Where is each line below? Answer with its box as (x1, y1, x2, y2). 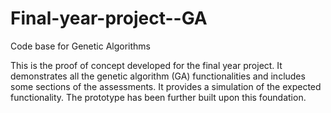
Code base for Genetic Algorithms (10, 40, 152, 52)
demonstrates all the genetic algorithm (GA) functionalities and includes (10, 70, 306, 82)
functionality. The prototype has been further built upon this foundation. (10, 91, 307, 103)
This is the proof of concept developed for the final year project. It (10, 59, 283, 71)
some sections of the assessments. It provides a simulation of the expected (10, 80, 322, 92)
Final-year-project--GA (10, 7, 208, 30)
